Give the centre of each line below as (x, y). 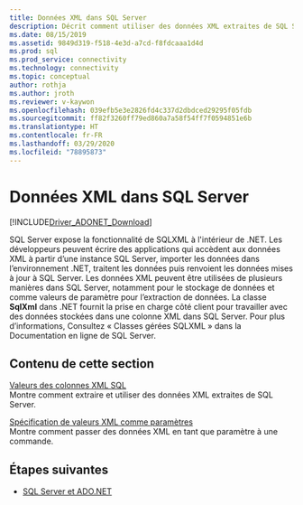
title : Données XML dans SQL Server (78, 18)
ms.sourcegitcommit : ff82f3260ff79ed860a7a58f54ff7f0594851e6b (131, 118)
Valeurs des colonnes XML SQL (68, 386)
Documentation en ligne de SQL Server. (83, 335)
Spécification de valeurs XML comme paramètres (101, 422)
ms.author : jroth (42, 93)
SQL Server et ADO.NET (67, 491)
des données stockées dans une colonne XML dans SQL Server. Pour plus (147, 316)
